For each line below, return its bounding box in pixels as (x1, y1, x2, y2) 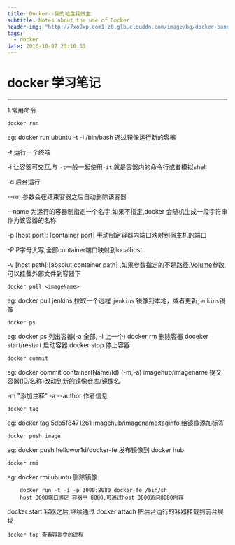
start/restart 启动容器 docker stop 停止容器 (7, 340, 131, 349)
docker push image (7, 433, 61, 439)
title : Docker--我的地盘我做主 (7, 10, 91, 17)
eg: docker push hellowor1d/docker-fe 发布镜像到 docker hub (7, 445, 184, 454)
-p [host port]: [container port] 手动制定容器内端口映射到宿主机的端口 (7, 231, 207, 239)
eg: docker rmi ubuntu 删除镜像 (7, 472, 98, 481)
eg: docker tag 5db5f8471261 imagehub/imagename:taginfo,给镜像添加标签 (7, 419, 225, 427)
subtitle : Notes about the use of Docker (7, 17, 130, 24)
